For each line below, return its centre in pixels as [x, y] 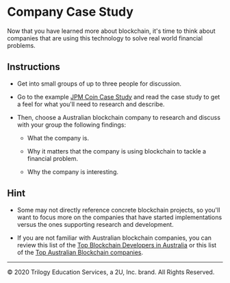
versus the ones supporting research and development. [95, 224]
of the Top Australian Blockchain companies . [80, 252]
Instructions [34, 67]
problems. [21, 45]
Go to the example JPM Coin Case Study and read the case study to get [118, 97]
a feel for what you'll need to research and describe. [91, 104]
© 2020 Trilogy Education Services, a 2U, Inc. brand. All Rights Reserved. [111, 272]
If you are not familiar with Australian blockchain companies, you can [114, 238]
